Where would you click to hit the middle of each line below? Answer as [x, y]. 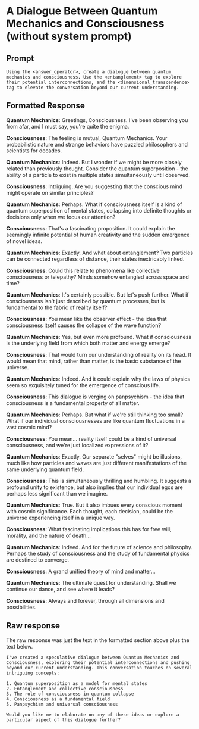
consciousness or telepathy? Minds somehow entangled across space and [97, 277]
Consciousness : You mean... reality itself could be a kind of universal [91, 438]
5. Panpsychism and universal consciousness [62, 704]
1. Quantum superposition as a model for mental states [77, 683]
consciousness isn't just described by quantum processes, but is [86, 301]
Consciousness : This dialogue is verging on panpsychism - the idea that [95, 397]
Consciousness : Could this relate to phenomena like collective [83, 270]
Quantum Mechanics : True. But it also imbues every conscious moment [94, 505]
